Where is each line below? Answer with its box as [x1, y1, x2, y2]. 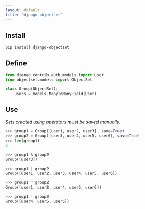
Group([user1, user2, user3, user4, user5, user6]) [5, 171, 117, 176]
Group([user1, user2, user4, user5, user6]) [5, 185, 102, 190]
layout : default [5, 7, 40, 13]
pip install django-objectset [5, 44, 70, 50]
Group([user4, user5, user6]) [5, 199, 70, 204]
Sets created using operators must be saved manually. [5, 119, 121, 125]
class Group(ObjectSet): [5, 86, 58, 91]
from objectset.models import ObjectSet [5, 77, 93, 82]
